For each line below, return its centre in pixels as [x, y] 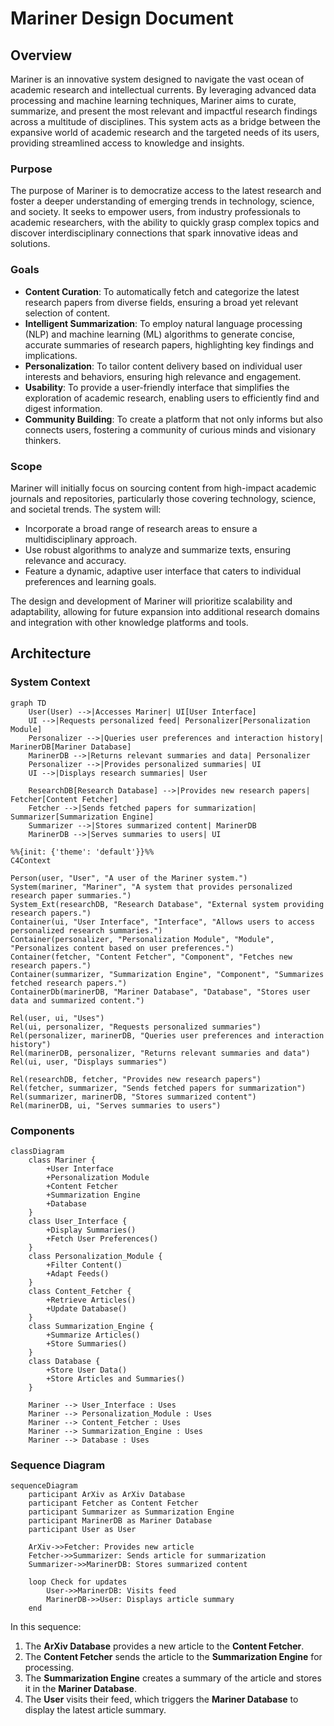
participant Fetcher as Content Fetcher [113, 1503]
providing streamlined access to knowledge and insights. [127, 143]
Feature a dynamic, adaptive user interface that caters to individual [163, 571]
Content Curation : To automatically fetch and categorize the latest [162, 291]
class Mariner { [62, 1160]
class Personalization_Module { [95, 1256]
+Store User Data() [87, 1370]
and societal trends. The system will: [86, 509]
